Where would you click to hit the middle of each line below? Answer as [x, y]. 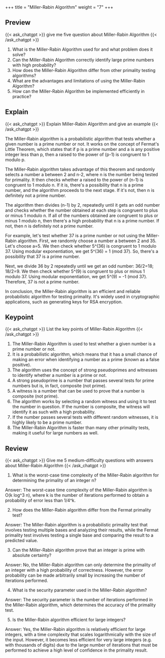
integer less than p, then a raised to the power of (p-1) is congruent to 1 [77, 154]
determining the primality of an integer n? [54, 480]
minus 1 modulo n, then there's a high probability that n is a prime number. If [82, 220]
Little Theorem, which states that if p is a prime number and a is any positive [82, 149]
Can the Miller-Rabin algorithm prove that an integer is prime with [79, 550]
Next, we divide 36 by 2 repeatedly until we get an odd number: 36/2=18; [79, 266]
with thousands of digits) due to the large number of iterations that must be [81, 645]
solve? [19, 54]
